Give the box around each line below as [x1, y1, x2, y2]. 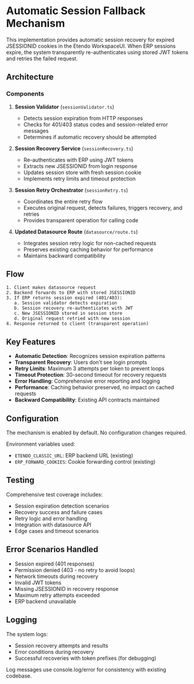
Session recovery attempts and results [14, 642, 108, 649]
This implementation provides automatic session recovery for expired [6, 36, 175, 43]
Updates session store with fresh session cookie [23, 169, 142, 176]
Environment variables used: [6, 440, 75, 448]
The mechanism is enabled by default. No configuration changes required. [6, 429, 187, 436]
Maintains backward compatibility [23, 252, 106, 259]
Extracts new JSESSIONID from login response [23, 162, 137, 169]
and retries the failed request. [6, 55, 78, 62]
